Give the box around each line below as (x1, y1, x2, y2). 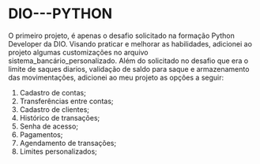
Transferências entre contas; (19, 96, 114, 106)
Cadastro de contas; (19, 88, 87, 97)
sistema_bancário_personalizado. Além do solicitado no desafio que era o (8, 56, 249, 65)
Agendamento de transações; (19, 138, 117, 147)
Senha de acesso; (19, 121, 79, 131)
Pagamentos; (19, 129, 63, 139)
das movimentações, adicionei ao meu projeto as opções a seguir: (8, 73, 224, 82)
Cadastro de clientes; (19, 104, 89, 114)
